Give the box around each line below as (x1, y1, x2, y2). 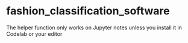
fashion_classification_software (6, 4, 170, 18)
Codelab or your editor (6, 30, 63, 37)
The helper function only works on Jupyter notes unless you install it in (6, 24, 183, 31)
